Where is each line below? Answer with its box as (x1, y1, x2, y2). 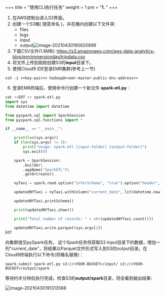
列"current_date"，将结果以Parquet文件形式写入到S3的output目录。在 (5, 246, 147, 252)
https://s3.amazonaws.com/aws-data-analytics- (56, 48, 155, 54)
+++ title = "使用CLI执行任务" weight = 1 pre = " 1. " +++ (5, 4, 118, 10)
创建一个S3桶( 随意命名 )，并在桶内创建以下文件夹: (12, 21, 116, 27)
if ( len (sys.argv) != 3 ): (14, 140, 68, 145)
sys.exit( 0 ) (23, 149, 48, 154)
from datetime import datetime (5, 104, 70, 109)
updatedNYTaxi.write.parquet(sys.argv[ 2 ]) (14, 225, 103, 230)
